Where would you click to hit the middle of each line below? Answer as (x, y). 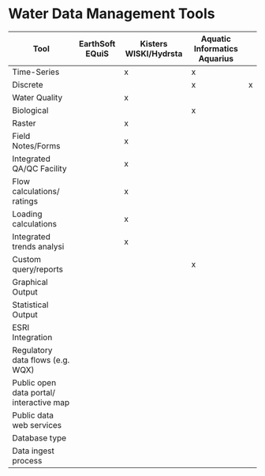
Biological (30, 110)
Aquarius (216, 58)
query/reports (37, 269)
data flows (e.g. (41, 360)
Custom (27, 259)
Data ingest (34, 451)
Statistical (30, 305)
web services (37, 425)
